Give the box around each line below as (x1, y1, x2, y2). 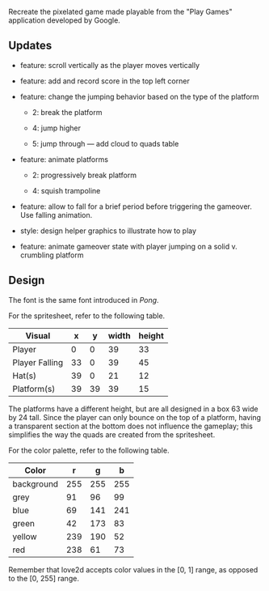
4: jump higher (32, 123, 82, 133)
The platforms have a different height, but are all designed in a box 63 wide (8, 404, 258, 414)
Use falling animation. (19, 210, 93, 219)
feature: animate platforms (19, 154, 109, 164)
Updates (8, 39, 53, 53)
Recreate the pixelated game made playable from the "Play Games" (8, 7, 233, 16)
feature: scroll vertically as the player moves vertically (19, 60, 200, 70)
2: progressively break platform (32, 170, 137, 180)
